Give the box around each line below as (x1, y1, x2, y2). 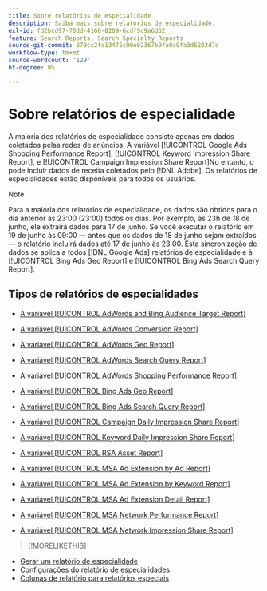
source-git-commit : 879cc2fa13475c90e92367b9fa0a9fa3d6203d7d (8, 42, 219, 50)
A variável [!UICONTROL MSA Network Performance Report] (19, 510, 219, 519)
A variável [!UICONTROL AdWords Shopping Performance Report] (19, 371, 238, 380)
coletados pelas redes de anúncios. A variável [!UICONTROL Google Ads (8, 140, 247, 149)
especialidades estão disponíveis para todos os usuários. (8, 173, 197, 184)
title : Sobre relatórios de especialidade (8, 11, 151, 20)
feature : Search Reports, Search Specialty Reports (8, 34, 183, 42)
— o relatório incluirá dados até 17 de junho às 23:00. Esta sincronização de (8, 239, 257, 248)
